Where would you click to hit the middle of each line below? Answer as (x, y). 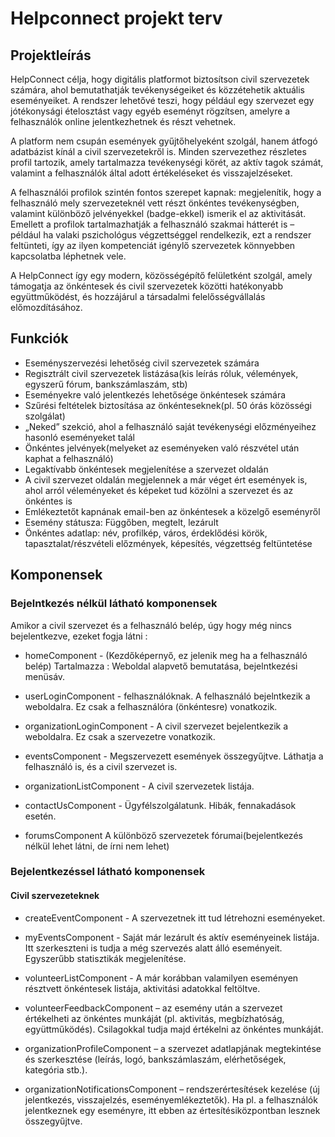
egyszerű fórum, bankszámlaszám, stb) (106, 384)
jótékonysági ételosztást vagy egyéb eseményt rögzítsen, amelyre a (150, 111)
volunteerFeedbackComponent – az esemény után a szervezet (153, 1008)
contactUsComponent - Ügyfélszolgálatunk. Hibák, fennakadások (160, 805)
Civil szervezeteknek (55, 896)
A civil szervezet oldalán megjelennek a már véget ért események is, (166, 479)
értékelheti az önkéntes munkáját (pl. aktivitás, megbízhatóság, (154, 1018)
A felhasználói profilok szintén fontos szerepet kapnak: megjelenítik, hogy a (166, 192)
